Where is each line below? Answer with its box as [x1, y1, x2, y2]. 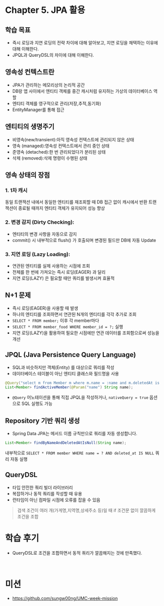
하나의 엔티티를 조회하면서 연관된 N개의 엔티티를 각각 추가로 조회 [12, 311, 137, 317]
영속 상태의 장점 [5, 171, 50, 179]
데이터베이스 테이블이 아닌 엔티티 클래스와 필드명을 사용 [12, 370, 119, 376]
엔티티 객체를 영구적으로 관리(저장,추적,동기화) [12, 100, 101, 106]
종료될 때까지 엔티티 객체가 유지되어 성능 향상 [18, 205, 105, 211]
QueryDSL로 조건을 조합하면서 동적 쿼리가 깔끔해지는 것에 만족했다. [12, 550, 142, 556]
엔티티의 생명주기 [5, 122, 55, 131]
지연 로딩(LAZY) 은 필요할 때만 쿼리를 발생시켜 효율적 [12, 275, 115, 281]
